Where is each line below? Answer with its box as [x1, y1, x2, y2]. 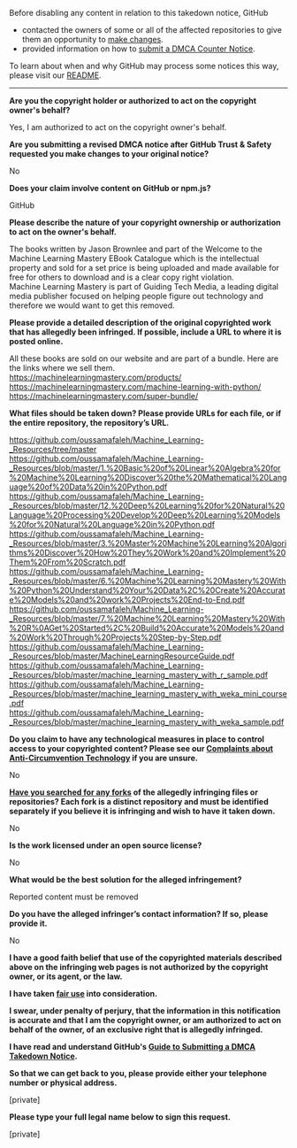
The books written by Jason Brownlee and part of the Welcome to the [9, 243, 263, 254]
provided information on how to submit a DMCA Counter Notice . [21, 43, 255, 54]
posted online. [9, 336, 64, 346]
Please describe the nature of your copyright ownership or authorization [9, 217, 281, 227]
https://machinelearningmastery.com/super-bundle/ [9, 391, 199, 401]
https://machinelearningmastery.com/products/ [9, 372, 182, 382]
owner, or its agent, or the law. [9, 971, 123, 982]
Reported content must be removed [9, 891, 139, 902]
